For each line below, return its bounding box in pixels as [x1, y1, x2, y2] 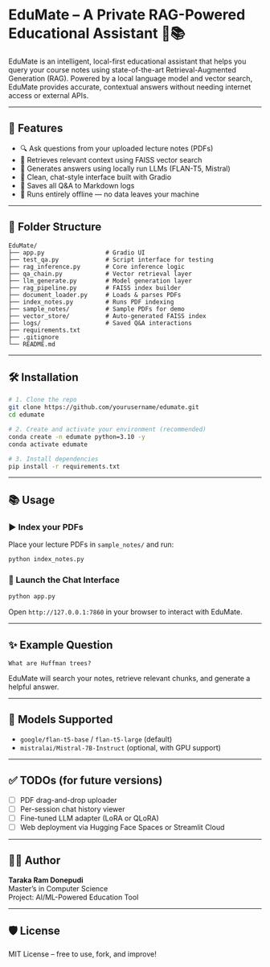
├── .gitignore [8, 333, 59, 341]
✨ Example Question [8, 638, 113, 651]
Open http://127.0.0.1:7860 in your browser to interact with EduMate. [8, 607, 243, 617]
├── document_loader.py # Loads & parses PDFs [8, 291, 182, 299]
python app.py [8, 593, 56, 601]
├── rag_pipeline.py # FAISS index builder [8, 283, 182, 291]
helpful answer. [8, 682, 59, 692]
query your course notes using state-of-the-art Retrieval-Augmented [8, 64, 237, 74]
